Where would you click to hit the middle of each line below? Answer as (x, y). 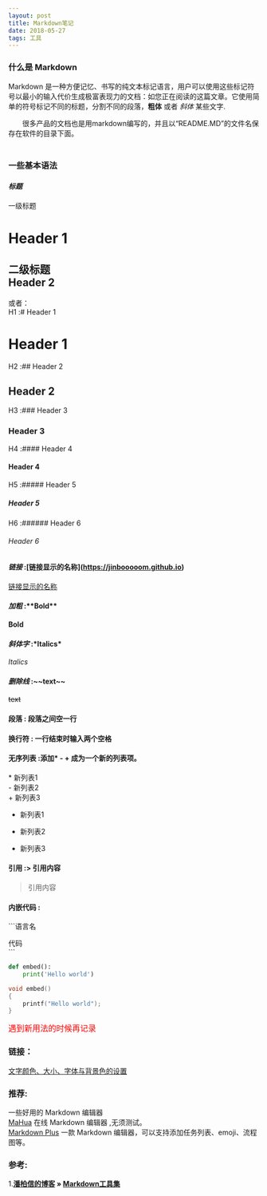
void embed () (30, 988)
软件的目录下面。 (50, 133)
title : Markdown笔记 (41, 23)
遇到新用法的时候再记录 (53, 1029)
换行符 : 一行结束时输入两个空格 (60, 739)
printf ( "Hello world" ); (62, 1004)
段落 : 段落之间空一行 (43, 719)
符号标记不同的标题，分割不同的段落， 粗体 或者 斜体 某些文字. (124, 106)
